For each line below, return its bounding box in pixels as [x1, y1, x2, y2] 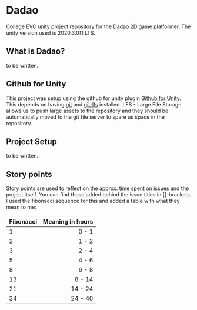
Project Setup [6, 136, 58, 146]
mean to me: [6, 204, 36, 211]
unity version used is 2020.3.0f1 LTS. [6, 29, 96, 36]
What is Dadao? [6, 46, 65, 56]
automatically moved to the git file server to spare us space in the [6, 113, 165, 121]
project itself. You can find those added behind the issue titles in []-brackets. [6, 191, 192, 198]
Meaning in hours [43, 218, 94, 226]
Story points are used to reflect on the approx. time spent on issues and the [6, 185, 189, 192]
